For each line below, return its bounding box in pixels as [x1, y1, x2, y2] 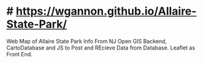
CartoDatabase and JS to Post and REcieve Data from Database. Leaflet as [6, 44, 195, 51]
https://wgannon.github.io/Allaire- [15, 4, 197, 18]
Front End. [6, 50, 33, 57]
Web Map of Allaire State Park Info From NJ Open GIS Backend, [6, 37, 167, 45]
